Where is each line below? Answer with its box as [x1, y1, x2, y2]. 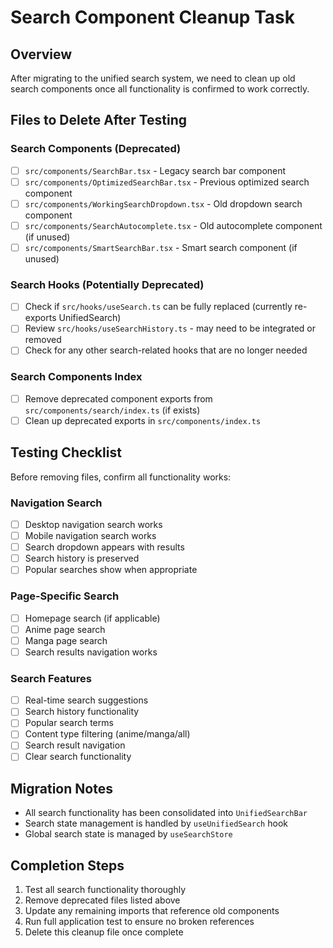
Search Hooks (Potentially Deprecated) [10, 277, 205, 291]
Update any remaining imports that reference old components [24, 905, 280, 917]
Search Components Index [10, 370, 143, 384]
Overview [10, 46, 73, 63]
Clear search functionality [24, 751, 132, 763]
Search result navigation [24, 739, 126, 751]
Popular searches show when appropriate [24, 564, 198, 576]
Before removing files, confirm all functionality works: [10, 471, 232, 483]
